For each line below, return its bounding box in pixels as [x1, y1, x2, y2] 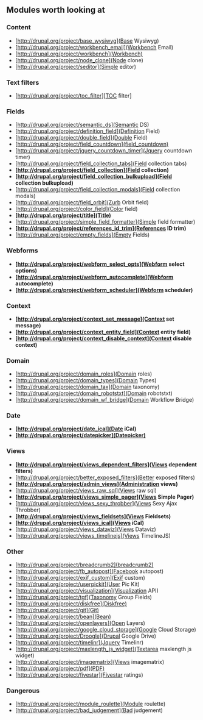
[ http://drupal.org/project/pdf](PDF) [15, 665, 105, 672]
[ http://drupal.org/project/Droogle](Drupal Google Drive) [15, 632, 156, 640]
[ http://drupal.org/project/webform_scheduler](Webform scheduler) [15, 286, 193, 293]
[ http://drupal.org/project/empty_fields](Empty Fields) [15, 231, 150, 238]
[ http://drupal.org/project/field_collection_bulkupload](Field [15, 173, 172, 180]
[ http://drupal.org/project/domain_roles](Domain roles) [15, 370, 153, 377]
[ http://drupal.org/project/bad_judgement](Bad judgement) [15, 707, 163, 714]
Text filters [6, 78, 40, 87]
